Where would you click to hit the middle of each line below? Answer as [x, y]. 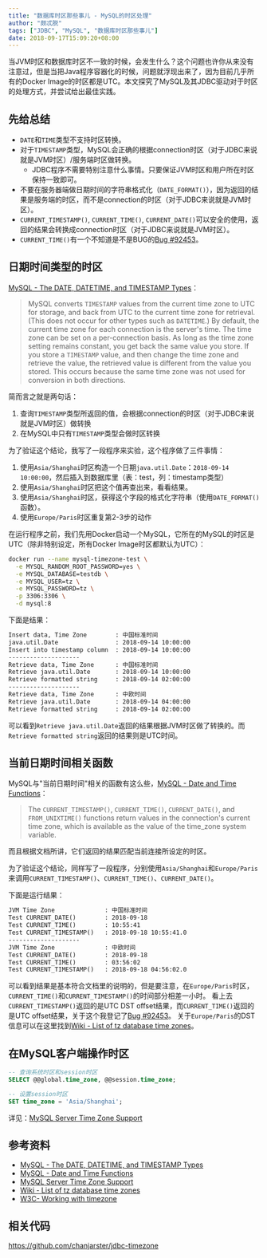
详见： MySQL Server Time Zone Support [75, 1118]
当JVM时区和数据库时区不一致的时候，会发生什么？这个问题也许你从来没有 [131, 61]
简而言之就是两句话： [43, 396]
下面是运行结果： [36, 895]
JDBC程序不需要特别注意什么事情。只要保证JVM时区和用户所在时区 [143, 170]
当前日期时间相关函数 [61, 763]
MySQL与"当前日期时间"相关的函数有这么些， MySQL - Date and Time [122, 783]
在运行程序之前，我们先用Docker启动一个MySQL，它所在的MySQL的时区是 [132, 534]
